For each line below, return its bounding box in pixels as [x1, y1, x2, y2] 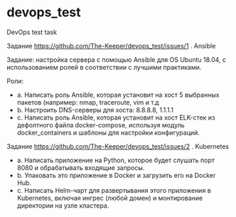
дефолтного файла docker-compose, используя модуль [16, 120, 186, 129]
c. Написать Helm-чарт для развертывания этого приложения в [16, 186, 211, 194]
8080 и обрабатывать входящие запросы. [16, 163, 145, 171]
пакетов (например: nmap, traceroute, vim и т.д [16, 97, 159, 107]
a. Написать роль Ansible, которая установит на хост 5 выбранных [16, 90, 220, 99]
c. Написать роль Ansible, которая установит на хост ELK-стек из [16, 113, 215, 122]
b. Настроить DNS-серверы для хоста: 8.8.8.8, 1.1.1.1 [16, 105, 173, 114]
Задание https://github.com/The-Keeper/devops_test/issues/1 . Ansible [6, 41, 216, 50]
